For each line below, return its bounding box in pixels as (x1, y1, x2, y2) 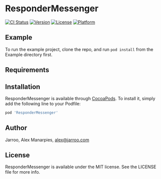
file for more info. (5, 169, 40, 175)
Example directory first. (5, 51, 53, 57)
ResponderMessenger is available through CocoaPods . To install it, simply (5, 95, 156, 101)
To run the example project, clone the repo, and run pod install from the (5, 46, 154, 52)
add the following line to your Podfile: (5, 101, 81, 106)
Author (5, 124, 27, 132)
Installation (5, 82, 40, 91)
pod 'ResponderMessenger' (5, 110, 58, 115)
